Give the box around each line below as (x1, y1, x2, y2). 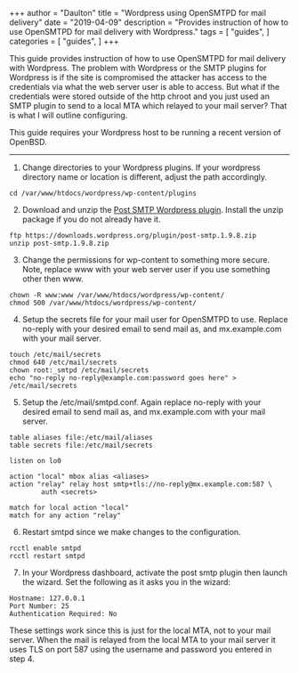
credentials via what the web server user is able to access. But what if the (9, 82, 280, 92)
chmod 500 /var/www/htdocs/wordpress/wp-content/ (9, 298, 198, 307)
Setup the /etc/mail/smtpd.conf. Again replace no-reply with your (21, 397, 262, 408)
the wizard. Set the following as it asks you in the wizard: (21, 577, 231, 587)
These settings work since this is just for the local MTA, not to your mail (9, 625, 271, 636)
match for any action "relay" (9, 511, 122, 520)
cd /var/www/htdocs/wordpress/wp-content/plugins (9, 189, 198, 198)
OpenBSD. (9, 137, 47, 147)
